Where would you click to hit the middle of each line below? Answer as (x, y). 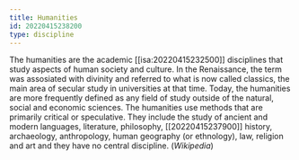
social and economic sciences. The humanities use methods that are (136, 108)
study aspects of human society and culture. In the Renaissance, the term (146, 69)
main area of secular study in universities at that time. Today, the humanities (150, 89)
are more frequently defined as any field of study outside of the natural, (141, 98)
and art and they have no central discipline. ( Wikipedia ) (111, 146)
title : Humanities (44, 18)
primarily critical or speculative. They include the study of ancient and (138, 117)
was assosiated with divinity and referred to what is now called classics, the (149, 79)
